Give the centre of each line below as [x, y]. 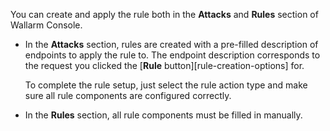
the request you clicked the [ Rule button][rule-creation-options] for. [164, 65]
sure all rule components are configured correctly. [128, 95]
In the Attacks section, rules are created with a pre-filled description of [171, 44]
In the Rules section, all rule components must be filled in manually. [163, 115]
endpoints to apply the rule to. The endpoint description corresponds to [172, 55]
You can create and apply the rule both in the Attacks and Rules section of [164, 14]
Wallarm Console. [46, 25]
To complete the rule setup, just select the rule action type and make [166, 85]
